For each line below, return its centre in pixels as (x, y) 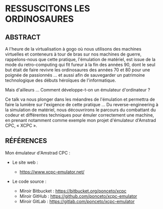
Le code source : (29, 181)
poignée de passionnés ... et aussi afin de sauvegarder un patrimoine (75, 75)
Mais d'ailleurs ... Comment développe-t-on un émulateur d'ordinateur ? (78, 90)
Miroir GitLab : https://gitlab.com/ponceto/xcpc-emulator (77, 201)
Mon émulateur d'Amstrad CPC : (38, 152)
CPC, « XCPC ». (21, 125)
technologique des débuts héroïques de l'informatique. (61, 80)
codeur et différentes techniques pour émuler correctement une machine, (80, 115)
